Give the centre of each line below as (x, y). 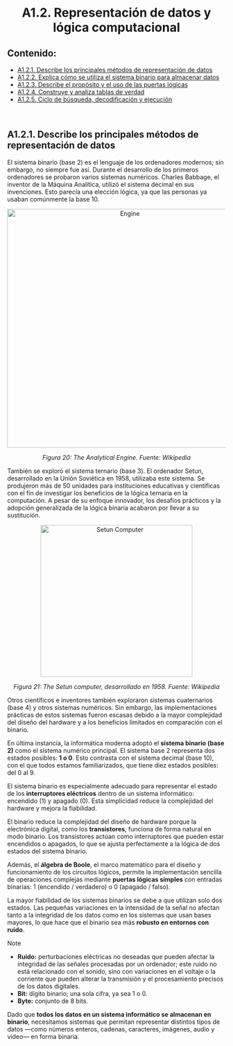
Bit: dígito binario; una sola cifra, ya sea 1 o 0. (82, 993)
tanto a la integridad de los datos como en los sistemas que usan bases (109, 915)
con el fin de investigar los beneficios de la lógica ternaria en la (97, 493)
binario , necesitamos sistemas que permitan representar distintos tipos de (114, 1022)
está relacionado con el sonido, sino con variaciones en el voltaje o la (116, 971)
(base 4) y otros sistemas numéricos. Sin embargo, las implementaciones (112, 707)
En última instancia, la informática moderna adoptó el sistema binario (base (116, 743)
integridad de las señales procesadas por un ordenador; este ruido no (117, 964)
